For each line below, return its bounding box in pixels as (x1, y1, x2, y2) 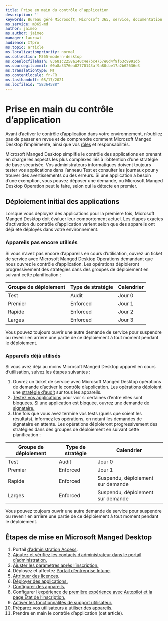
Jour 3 (118, 316, 134, 323)
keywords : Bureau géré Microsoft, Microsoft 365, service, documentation (5, 17, 163, 22)
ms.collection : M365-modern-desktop (5, 54, 82, 59)
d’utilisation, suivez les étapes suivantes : (5, 369, 91, 375)
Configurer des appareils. (12, 583, 66, 589)
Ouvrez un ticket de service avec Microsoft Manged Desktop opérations (12, 378, 161, 384)
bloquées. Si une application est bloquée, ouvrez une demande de (12, 400, 149, 406)
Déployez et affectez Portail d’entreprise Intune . (12, 567, 111, 573)
